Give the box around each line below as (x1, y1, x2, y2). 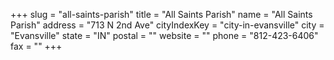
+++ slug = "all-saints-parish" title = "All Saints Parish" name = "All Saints (10, 9, 313, 20)
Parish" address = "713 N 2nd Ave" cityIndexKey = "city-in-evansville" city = (10, 19, 325, 31)
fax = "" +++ (10, 40, 63, 52)
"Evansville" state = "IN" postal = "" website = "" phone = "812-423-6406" (10, 30, 319, 41)
